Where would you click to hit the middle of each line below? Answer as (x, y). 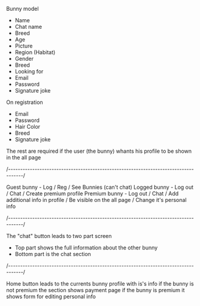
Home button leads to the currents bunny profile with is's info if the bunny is (100, 284)
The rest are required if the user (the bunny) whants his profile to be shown (99, 151)
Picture (24, 46)
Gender (24, 59)
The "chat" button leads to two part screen (59, 236)
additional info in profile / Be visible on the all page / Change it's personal (96, 200)
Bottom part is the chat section (53, 254)
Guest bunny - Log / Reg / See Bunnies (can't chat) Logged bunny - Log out (100, 187)
